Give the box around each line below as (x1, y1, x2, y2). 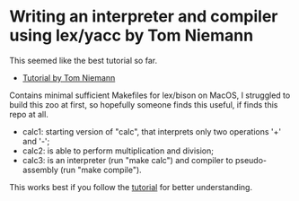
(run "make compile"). (59, 164, 142, 175)
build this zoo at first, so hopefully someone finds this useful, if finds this (9, 99, 278, 109)
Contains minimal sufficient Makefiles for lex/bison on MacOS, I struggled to (9, 90, 291, 100)
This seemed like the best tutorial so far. (9, 55, 158, 66)
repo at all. (9, 109, 49, 119)
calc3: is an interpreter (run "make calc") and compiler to (22, 154, 233, 165)
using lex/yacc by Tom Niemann (9, 25, 254, 46)
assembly (22, 164, 58, 175)
